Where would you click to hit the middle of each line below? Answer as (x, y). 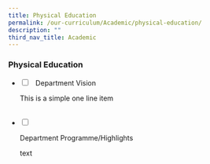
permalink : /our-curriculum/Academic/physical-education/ (105, 23)
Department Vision (66, 82)
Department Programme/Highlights (76, 137)
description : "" (35, 30)
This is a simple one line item (66, 98)
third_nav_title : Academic (52, 37)
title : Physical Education (52, 15)
